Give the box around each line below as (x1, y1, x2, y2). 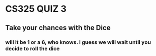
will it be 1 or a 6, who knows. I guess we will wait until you (5, 39, 151, 46)
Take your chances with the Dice (5, 23, 111, 32)
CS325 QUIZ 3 (5, 3, 67, 15)
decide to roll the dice (5, 45, 60, 52)
